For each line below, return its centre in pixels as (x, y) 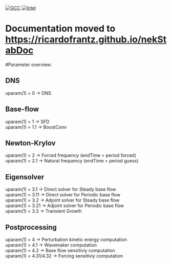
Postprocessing (31, 227)
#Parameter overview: (29, 65)
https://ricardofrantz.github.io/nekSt (86, 40)
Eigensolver (25, 177)
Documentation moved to (60, 29)
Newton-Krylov (30, 143)
